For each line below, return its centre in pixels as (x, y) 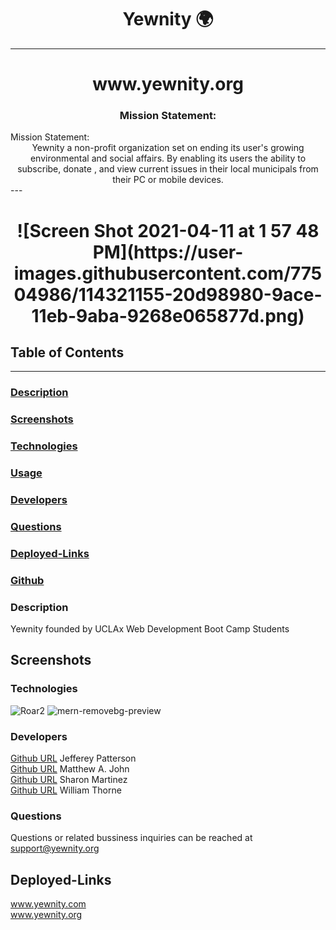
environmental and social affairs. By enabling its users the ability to (168, 158)
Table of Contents (67, 352)
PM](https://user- (168, 252)
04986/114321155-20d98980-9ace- (168, 294)
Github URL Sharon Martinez (69, 780)
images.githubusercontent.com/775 (168, 273)
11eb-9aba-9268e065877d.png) (168, 315)
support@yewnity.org (55, 848)
